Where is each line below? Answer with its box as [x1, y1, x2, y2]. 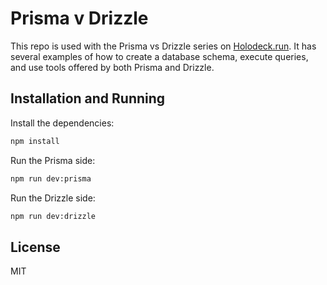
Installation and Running [10, 90, 166, 107]
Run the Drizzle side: [10, 192, 96, 204]
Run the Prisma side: [10, 154, 96, 166]
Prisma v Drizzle [10, 7, 149, 30]
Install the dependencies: [10, 117, 115, 129]
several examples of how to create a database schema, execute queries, [10, 50, 309, 62]
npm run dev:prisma [10, 173, 92, 184]
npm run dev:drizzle [10, 211, 97, 221]
